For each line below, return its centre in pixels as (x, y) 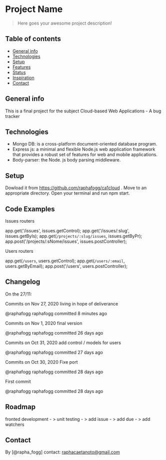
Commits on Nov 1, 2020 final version (44, 323)
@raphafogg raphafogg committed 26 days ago (54, 333)
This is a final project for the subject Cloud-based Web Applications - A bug (83, 111)
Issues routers (20, 221)
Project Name (34, 9)
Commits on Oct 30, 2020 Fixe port (42, 362)
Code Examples (30, 209)
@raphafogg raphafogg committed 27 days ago (54, 352)
